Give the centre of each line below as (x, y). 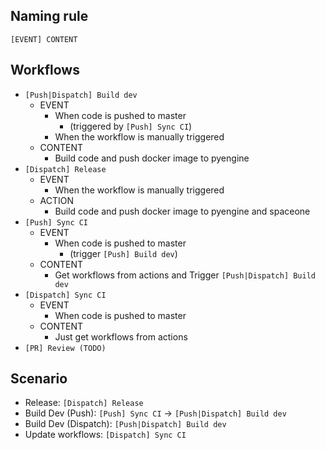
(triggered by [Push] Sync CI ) (131, 126)
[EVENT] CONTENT (44, 39)
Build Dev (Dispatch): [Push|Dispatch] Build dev (125, 424)
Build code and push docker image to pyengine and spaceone (182, 211)
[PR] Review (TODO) (65, 348)
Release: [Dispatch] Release (84, 403)
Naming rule (49, 16)
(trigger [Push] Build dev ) (123, 253)
